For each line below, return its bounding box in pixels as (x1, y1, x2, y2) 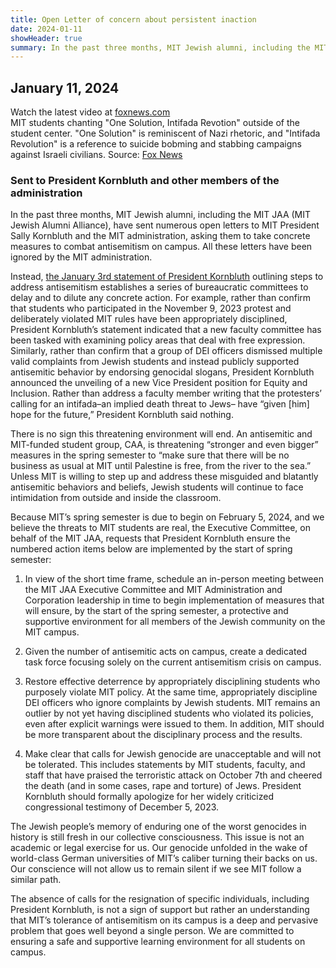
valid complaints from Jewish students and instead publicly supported (10, 356, 300, 368)
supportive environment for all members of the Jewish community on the (24, 616, 326, 628)
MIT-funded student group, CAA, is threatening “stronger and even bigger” (10, 439, 319, 451)
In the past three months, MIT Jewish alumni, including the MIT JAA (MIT (10, 209, 312, 221)
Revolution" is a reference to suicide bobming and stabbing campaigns (10, 138, 302, 150)
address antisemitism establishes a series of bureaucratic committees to (10, 281, 309, 293)
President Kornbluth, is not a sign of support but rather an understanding (10, 904, 310, 916)
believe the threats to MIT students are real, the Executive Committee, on (10, 522, 311, 534)
